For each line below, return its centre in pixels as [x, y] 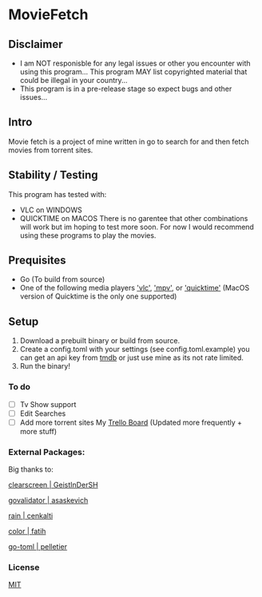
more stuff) [38, 431]
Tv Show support [48, 404]
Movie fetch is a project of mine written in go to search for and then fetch [129, 141]
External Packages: [47, 452]
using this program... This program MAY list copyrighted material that [133, 72]
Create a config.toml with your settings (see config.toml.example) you [135, 350]
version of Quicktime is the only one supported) [98, 296]
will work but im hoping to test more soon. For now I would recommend [137, 227]
